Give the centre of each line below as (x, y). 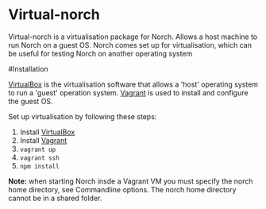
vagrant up (38, 149)
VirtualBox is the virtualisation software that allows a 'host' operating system (133, 84)
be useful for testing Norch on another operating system (100, 53)
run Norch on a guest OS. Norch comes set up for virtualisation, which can (130, 45)
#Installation (29, 68)
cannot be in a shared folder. (55, 198)
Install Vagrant (43, 140)
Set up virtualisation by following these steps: (83, 116)
